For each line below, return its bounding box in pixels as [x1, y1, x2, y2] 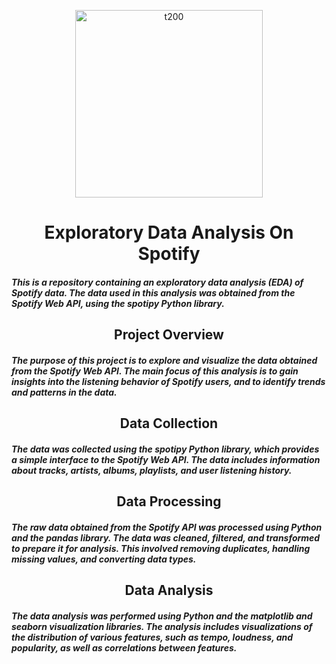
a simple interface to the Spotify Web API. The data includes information [11, 453, 321, 465]
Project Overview [114, 326, 224, 344]
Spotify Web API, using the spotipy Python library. [11, 297, 225, 309]
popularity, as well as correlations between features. [11, 641, 238, 654]
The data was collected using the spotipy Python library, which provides [11, 443, 320, 455]
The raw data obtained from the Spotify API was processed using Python [11, 521, 323, 533]
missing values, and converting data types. [11, 553, 197, 565]
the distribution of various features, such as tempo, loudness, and [11, 631, 294, 643]
